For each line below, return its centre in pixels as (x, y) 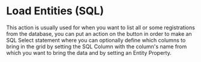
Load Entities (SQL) (55, 11)
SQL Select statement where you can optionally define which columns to (96, 40)
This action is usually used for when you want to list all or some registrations (100, 27)
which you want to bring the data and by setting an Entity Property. (89, 52)
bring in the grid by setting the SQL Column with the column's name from (97, 46)
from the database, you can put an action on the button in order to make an (99, 33)
